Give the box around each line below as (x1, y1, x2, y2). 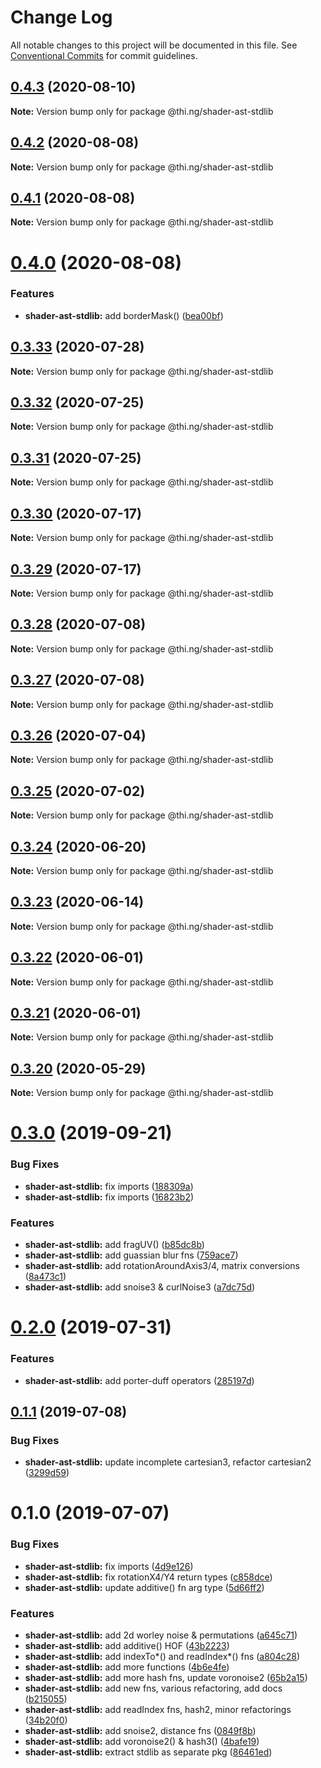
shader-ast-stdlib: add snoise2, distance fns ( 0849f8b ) (24, 1724, 257, 1736)
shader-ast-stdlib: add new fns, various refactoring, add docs (24, 1682, 283, 1694)
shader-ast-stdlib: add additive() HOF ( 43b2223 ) (24, 1639, 230, 1651)
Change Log (10, 6, 113, 29)
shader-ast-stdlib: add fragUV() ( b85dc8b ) (24, 1239, 205, 1251)
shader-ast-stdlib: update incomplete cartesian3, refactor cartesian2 (24, 1456, 312, 1468)
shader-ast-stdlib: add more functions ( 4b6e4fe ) (24, 1661, 230, 1673)
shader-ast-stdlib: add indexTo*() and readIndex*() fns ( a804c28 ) (24, 1650, 301, 1662)
